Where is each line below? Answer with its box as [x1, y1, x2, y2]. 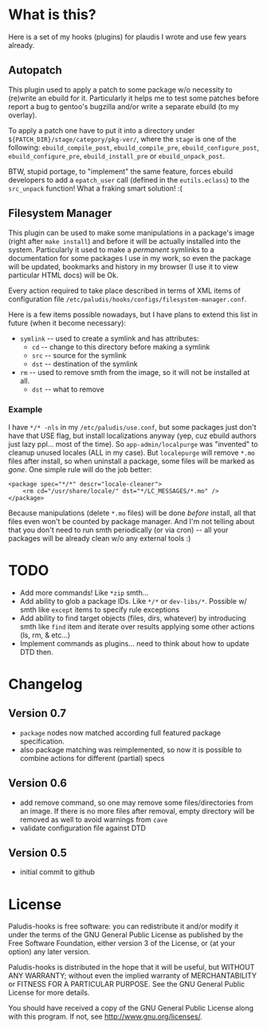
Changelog [8, 675, 83, 693]
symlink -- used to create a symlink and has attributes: [19, 333, 199, 343]
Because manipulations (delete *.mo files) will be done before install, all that [8, 508, 257, 518]
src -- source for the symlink [31, 350, 127, 360]
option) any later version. [8, 947, 90, 956]
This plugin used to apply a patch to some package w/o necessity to [8, 85, 233, 94]
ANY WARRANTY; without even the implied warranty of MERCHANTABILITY [8, 971, 257, 980]
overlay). [8, 110, 37, 120]
